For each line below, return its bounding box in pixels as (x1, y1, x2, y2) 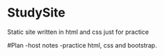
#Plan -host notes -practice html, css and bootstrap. (7, 41, 158, 49)
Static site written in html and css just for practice (7, 28, 149, 36)
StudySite (7, 5, 66, 21)
